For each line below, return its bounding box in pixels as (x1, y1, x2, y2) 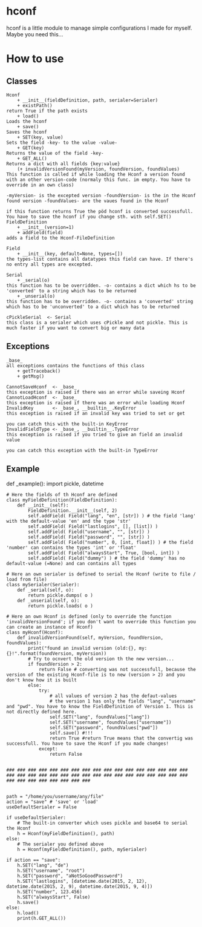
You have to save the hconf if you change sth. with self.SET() (6, 214, 172, 220)
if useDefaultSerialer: (6, 814, 67, 821)
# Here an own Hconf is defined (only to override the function (6, 613, 172, 620)
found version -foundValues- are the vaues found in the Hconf (6, 198, 169, 204)
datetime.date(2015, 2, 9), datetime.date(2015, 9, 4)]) (6, 883, 153, 889)
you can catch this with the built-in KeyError (6, 421, 129, 427)
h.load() (17, 909, 39, 916)
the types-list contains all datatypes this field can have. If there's (6, 256, 194, 262)
